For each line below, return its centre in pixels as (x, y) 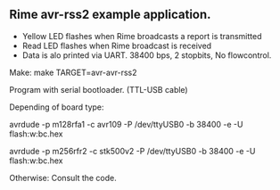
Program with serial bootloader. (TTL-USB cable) (99, 89)
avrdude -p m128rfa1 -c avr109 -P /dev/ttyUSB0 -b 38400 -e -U (126, 124)
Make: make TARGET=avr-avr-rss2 (73, 72)
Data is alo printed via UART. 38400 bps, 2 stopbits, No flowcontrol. (147, 55)
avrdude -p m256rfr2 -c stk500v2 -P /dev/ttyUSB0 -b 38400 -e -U (132, 151)
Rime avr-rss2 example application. (110, 15)
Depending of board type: (57, 107)
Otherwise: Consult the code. (63, 178)
